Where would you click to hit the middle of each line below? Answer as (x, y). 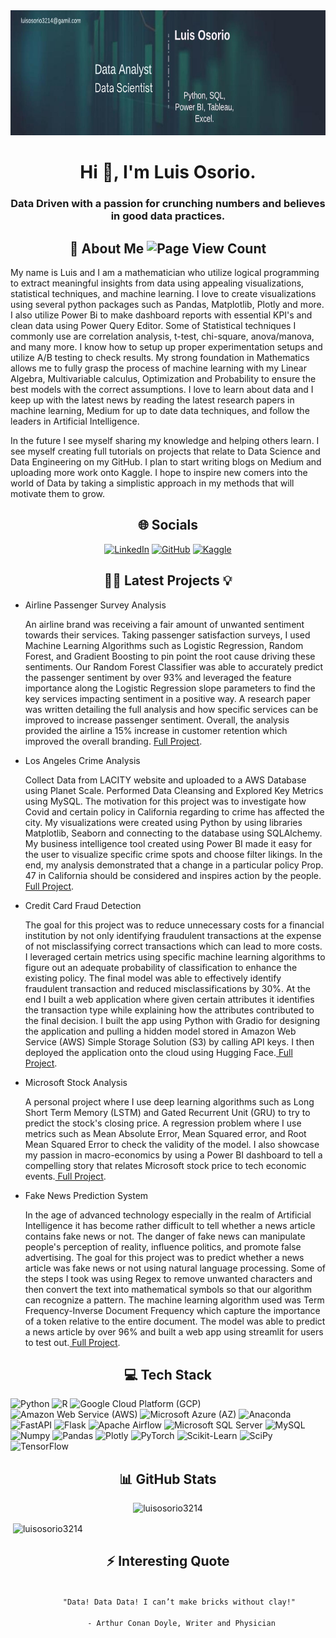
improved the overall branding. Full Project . (113, 741)
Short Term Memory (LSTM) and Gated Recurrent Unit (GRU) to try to (167, 1112)
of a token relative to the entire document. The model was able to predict (175, 1321)
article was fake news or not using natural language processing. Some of (175, 1268)
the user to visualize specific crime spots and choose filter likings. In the (173, 854)
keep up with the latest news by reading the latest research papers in (152, 400)
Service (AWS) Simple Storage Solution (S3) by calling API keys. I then (169, 1041)
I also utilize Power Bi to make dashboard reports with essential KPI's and (161, 315)
